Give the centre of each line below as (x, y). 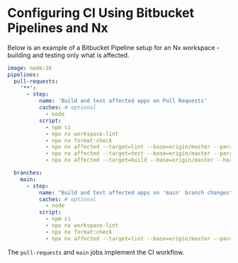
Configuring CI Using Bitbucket (101, 13)
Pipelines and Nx (58, 28)
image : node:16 (30, 68)
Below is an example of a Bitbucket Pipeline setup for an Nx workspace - (114, 47)
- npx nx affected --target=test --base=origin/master (128, 153)
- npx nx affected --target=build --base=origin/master (129, 160)
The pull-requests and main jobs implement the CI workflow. (96, 252)
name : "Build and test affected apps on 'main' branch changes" (136, 192)
